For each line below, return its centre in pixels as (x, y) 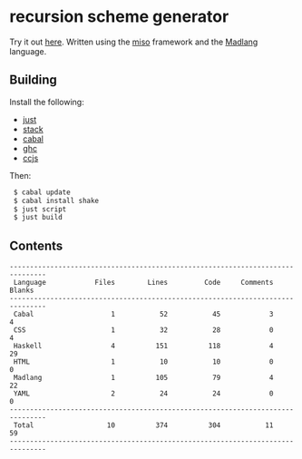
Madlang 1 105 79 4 (143, 378)
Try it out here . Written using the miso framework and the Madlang (134, 42)
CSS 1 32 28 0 (143, 330)
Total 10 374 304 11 (143, 425)
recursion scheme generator (119, 17)
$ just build (38, 218)
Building (33, 80)
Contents (36, 245)
